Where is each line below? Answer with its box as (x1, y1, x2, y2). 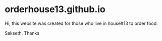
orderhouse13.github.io (5, 4, 105, 15)
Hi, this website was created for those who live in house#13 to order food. (5, 20, 158, 26)
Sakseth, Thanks (5, 30, 40, 36)
